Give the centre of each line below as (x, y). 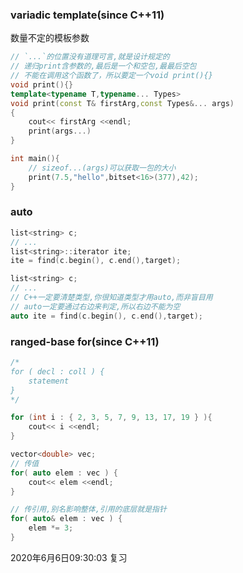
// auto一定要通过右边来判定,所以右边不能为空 (95, 306)
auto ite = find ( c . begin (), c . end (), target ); (106, 316)
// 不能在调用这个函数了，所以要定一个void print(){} (111, 76)
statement (49, 381)
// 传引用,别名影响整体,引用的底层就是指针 (88, 509)
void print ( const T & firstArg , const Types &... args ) (122, 103)
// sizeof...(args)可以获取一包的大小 (102, 168)
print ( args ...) (60, 131)
